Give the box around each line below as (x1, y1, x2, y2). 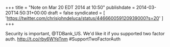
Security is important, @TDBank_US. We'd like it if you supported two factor (5, 31, 165, 36)
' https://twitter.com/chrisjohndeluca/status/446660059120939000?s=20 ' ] (5, 15, 163, 21)
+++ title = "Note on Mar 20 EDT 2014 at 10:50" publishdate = (5, 5, 135, 10)
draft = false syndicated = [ (47, 10, 105, 16)
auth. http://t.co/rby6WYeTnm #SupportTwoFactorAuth (5, 36, 121, 42)
